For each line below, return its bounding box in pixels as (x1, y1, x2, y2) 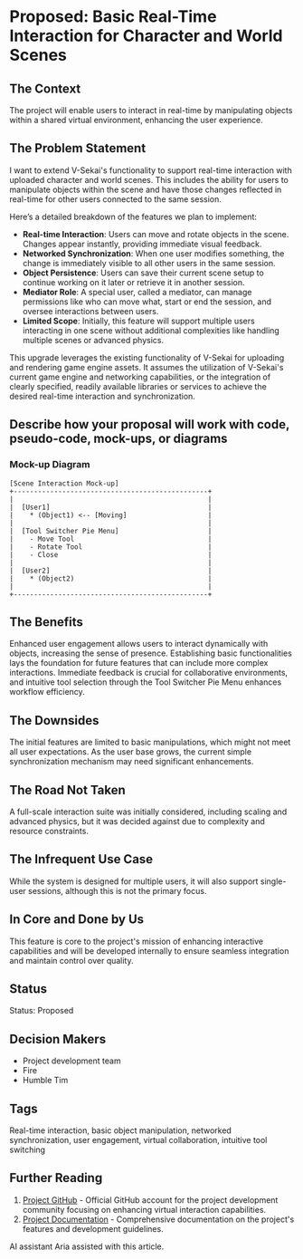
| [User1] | (9, 503, 213, 512)
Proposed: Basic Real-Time (9, 6, 217, 27)
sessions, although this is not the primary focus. (28, 885, 207, 896)
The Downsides (9, 713, 99, 728)
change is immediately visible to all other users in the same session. (22, 257, 276, 268)
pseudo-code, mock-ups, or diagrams (9, 431, 228, 447)
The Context (9, 81, 81, 96)
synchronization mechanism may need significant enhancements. (9, 756, 254, 767)
